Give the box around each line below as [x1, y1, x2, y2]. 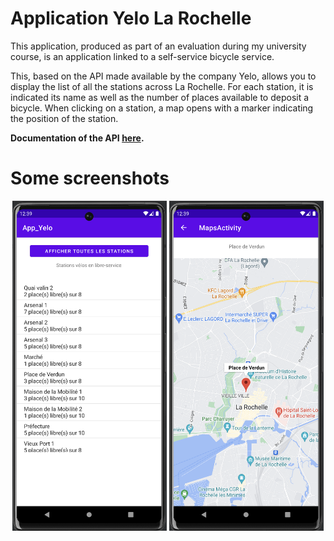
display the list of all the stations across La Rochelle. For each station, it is [10, 80, 314, 92]
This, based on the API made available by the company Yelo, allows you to [10, 70, 317, 82]
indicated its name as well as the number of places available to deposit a [10, 91, 310, 103]
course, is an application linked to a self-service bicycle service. [10, 50, 275, 62]
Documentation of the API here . [10, 132, 145, 144]
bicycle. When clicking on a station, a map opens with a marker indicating [10, 102, 314, 114]
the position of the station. [10, 112, 119, 124]
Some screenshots [10, 167, 170, 190]
